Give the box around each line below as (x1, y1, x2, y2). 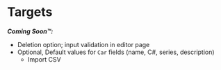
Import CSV (27, 55, 61, 63)
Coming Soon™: (7, 27, 54, 35)
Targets (7, 4, 53, 20)
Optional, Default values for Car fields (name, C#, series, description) (17, 48, 215, 56)
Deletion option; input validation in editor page (17, 40, 150, 49)
